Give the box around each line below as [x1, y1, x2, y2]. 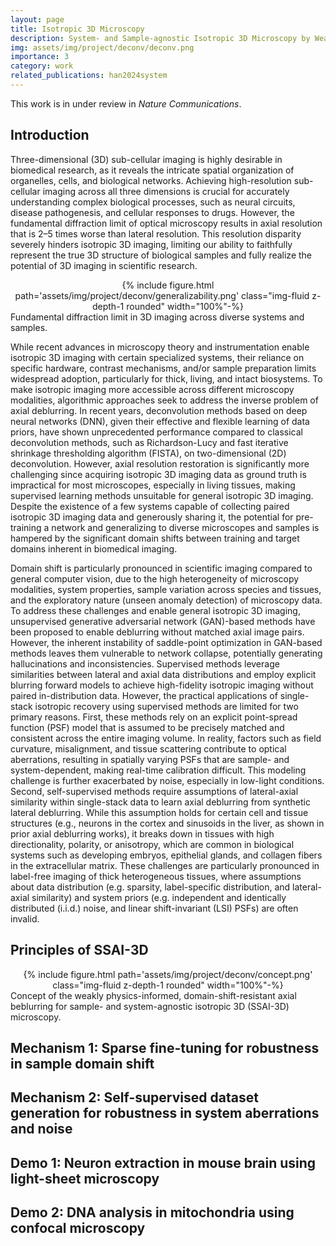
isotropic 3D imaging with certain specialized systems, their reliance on [10, 351, 305, 363]
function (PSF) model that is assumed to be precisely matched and [10, 721, 285, 733]
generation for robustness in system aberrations [10, 1105, 320, 1122]
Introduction [10, 127, 90, 144]
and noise [10, 1121, 73, 1138]
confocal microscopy [10, 1220, 146, 1237]
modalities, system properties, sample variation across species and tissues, [10, 583, 322, 595]
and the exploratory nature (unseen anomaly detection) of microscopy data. [10, 594, 323, 606]
